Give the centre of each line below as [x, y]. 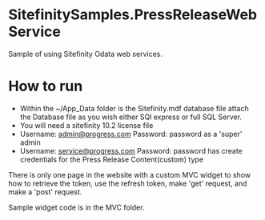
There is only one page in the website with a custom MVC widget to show [129, 174]
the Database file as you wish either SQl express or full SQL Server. [131, 117]
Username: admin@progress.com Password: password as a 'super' [131, 134]
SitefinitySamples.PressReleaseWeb [133, 15]
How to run [46, 86]
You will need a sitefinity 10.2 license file [86, 125]
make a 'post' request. [45, 192]
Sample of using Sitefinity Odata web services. [85, 54]
